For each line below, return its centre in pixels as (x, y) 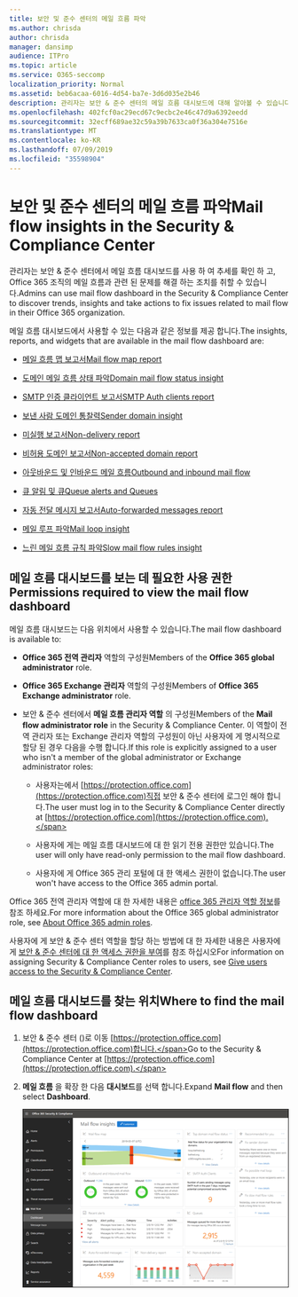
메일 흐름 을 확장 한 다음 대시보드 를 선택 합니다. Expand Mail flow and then (153, 1087)
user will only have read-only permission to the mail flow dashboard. (160, 854)
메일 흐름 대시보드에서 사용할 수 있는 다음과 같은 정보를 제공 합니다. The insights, (149, 330)
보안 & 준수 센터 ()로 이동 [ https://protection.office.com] (122, 1038)
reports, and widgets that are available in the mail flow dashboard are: (137, 341)
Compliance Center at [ (65, 1059)
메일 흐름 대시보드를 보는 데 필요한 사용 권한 (121, 578)
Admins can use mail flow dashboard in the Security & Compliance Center (153, 293)
